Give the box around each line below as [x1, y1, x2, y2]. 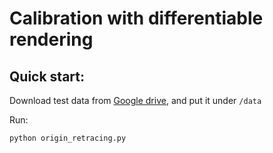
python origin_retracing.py [9, 133, 127, 143]
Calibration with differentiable [9, 7, 264, 30]
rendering [9, 28, 94, 51]
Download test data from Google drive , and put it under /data [9, 95, 262, 106]
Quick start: [9, 68, 86, 85]
